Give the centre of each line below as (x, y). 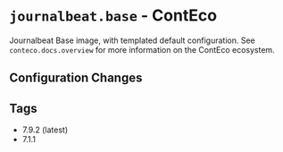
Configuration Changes (76, 78)
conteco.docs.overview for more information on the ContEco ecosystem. (142, 49)
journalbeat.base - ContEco (113, 16)
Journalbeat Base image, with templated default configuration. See (133, 40)
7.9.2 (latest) (45, 130)
